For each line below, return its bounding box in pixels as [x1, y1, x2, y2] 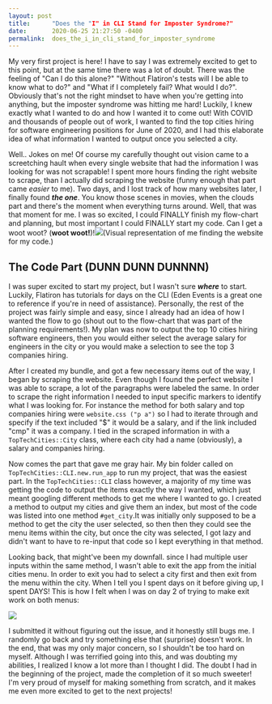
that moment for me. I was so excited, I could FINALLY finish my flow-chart [8, 210, 259, 219]
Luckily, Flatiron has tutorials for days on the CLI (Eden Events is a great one [8, 291, 263, 300]
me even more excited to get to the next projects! [8, 686, 172, 696]
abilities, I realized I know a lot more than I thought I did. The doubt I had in [8, 660, 257, 670]
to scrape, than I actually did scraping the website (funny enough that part [8, 176, 257, 185]
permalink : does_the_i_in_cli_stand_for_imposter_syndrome [8, 34, 216, 43]
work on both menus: [8, 596, 79, 605]
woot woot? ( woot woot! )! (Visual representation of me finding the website [8, 228, 264, 238]
